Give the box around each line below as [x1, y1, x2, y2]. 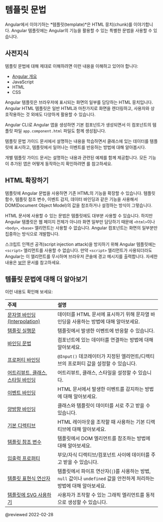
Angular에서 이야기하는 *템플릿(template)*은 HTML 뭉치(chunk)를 [5, 21, 132, 27]
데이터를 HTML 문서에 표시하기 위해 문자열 [57, 311, 149, 318]
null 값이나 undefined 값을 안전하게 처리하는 [57, 475, 155, 482]
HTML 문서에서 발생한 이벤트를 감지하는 [57, 386, 144, 393]
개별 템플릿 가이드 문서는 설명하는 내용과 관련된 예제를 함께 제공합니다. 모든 [5, 154, 147, 161]
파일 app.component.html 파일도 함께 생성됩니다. [14, 127, 106, 134]
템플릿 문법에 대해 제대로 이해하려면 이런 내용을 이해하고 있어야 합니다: [5, 63, 138, 69]
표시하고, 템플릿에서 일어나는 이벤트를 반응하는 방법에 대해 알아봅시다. [14, 144, 147, 150]
